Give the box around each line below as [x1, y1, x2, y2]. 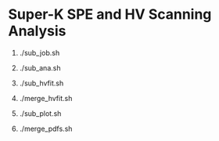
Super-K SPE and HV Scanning [8, 5, 212, 23]
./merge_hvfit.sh [19, 93, 73, 103]
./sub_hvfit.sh [19, 78, 64, 88]
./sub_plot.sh [19, 108, 62, 118]
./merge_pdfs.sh [19, 124, 73, 133]
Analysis [8, 22, 66, 40]
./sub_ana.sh [19, 63, 61, 72]
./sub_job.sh [19, 48, 60, 57]
